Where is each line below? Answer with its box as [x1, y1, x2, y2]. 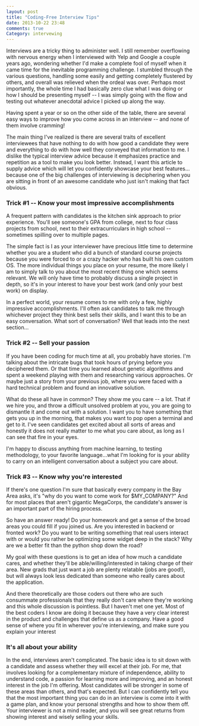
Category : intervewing [6, 31, 62, 37]
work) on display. [6, 287, 49, 295]
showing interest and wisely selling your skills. [6, 714, 119, 721]
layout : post [6, 8, 39, 15]
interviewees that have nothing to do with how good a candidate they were [6, 140, 189, 147]
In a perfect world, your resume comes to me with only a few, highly [6, 299, 172, 306]
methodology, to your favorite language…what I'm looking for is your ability [6, 451, 190, 458]
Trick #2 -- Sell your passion [6, 339, 90, 347]
